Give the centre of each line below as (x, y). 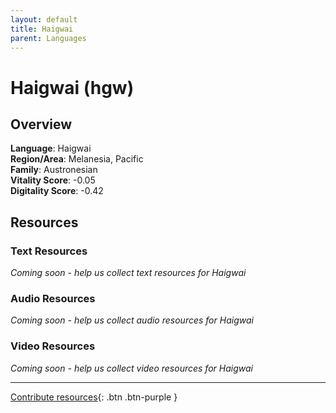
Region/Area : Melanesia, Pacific (77, 159)
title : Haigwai (42, 29)
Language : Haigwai (51, 148)
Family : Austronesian (54, 170)
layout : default (44, 19)
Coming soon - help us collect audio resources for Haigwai (132, 320)
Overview (41, 124)
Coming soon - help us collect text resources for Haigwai (128, 273)
